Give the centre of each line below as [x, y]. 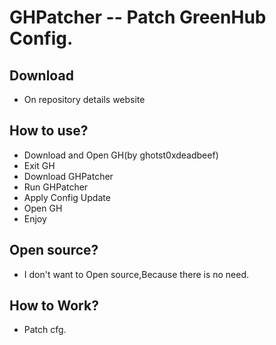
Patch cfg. [45, 330]
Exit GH [39, 165]
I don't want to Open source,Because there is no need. [136, 274]
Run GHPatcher [56, 187]
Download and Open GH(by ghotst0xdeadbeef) [121, 155]
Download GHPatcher [68, 176]
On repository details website [84, 99]
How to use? [49, 131]
